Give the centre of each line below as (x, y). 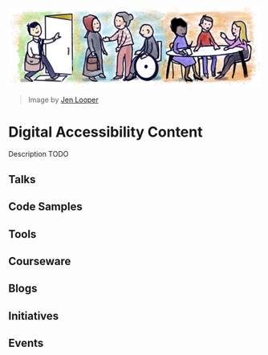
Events (26, 343)
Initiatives (34, 316)
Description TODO (39, 154)
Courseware (40, 261)
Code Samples (45, 207)
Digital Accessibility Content (106, 132)
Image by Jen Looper (63, 100)
